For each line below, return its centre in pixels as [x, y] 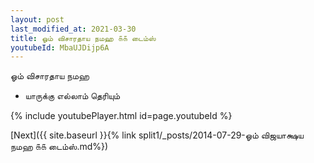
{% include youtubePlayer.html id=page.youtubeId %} [121, 116]
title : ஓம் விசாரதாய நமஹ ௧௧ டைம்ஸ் [83, 38]
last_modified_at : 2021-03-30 [73, 29]
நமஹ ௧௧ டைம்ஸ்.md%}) [59, 147]
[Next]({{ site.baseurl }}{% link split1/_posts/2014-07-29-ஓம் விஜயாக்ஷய [157, 135]
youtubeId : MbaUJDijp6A [60, 47]
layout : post [37, 19]
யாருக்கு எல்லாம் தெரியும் [72, 96]
